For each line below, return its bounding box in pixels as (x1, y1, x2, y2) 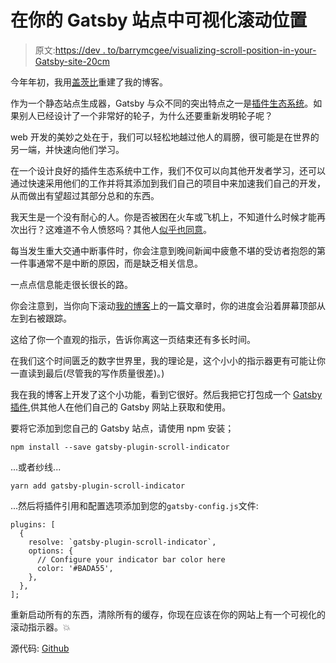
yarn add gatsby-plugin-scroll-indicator (10, 481, 186, 491)
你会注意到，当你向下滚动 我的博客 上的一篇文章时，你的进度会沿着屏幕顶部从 (10, 299, 326, 311)
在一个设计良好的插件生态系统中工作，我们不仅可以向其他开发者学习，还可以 (10, 164, 326, 176)
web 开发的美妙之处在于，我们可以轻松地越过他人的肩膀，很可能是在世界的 (10, 131, 320, 143)
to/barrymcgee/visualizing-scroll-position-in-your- (107, 44, 317, 56)
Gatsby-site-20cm (34, 55, 110, 67)
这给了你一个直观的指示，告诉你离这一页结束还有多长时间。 (10, 333, 256, 345)
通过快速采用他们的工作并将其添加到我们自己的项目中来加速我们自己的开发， (10, 177, 326, 189)
